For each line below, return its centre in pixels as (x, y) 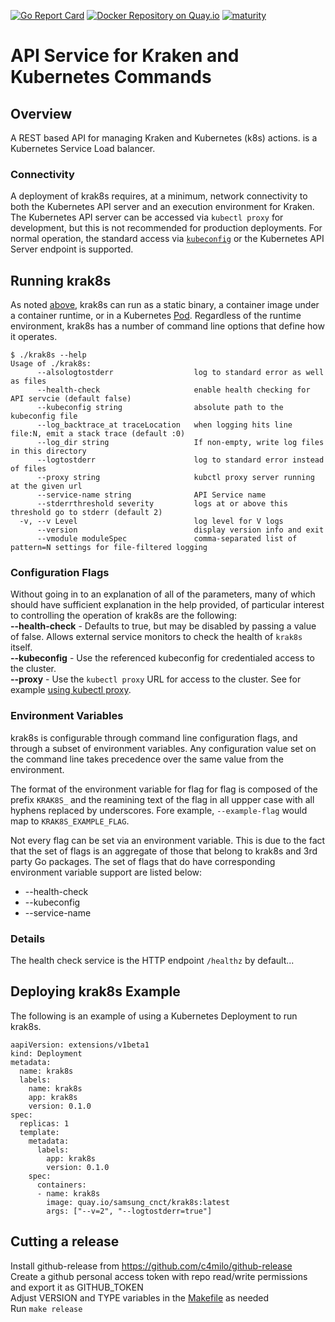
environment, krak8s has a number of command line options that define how (167, 326)
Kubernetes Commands (111, 77)
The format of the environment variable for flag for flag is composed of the (164, 789)
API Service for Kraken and (125, 56)
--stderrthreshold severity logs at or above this (162, 504)
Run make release (46, 1308)
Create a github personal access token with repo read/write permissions (159, 1276)
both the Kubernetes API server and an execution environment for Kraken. (162, 207)
